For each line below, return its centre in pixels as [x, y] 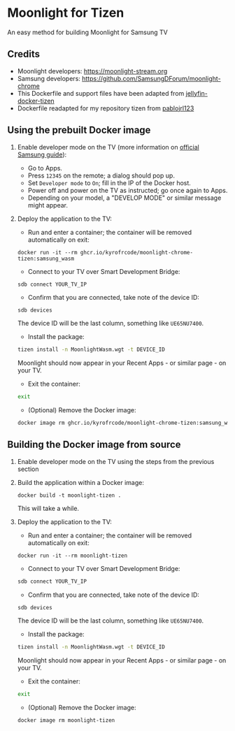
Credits [24, 54]
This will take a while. [48, 508]
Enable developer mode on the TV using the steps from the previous [116, 461]
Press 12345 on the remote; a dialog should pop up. [101, 175]
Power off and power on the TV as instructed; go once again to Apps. [128, 190]
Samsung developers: [49, 78]
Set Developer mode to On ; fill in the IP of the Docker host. [109, 182]
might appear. [48, 205]
